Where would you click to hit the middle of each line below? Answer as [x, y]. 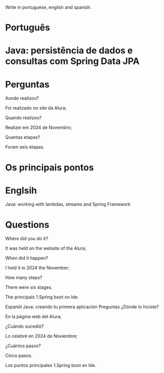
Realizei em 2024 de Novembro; [38, 127]
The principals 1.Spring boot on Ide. [42, 297]
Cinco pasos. [19, 356]
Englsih [21, 190]
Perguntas [27, 84]
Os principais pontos [50, 167]
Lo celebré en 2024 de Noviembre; [42, 336]
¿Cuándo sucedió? [25, 326]
